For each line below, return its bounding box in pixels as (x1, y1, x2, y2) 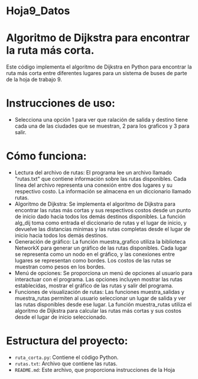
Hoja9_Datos (6, 4, 70, 18)
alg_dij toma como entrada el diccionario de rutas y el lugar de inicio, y (14, 219, 187, 226)
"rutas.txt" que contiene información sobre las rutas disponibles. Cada (14, 176, 187, 182)
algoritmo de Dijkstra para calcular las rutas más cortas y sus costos (14, 307, 181, 314)
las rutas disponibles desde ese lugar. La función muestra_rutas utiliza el (14, 301, 192, 308)
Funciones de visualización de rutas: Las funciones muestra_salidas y (14, 289, 184, 295)
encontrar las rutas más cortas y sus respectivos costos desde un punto (14, 207, 191, 213)
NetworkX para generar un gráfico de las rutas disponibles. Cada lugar (14, 244, 187, 251)
